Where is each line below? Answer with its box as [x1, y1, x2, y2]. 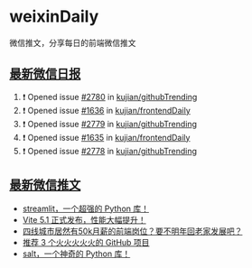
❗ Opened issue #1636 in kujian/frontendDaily [22, 105, 191, 116]
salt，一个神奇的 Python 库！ [22, 248, 131, 259]
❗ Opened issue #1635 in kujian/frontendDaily [22, 132, 191, 143]
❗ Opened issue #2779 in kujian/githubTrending [22, 118, 197, 129]
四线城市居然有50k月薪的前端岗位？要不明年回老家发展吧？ [22, 226, 243, 236]
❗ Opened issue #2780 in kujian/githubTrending [22, 91, 198, 102]
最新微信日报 [9, 66, 81, 82]
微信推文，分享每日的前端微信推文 [9, 37, 136, 48]
